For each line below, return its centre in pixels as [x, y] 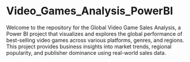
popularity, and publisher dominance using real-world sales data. [86, 52]
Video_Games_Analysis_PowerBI [90, 11]
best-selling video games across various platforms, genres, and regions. [95, 40]
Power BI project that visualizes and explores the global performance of [94, 33]
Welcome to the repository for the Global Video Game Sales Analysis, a [94, 27]
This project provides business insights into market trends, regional [89, 46]
